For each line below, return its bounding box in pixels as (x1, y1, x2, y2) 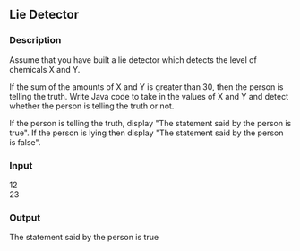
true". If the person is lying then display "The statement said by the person (9, 127, 284, 138)
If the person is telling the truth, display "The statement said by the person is (9, 117, 292, 128)
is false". (9, 136, 41, 147)
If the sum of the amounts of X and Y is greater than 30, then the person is (9, 81, 284, 92)
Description (9, 34, 62, 47)
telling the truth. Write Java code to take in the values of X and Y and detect (9, 91, 289, 101)
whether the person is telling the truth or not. (9, 100, 175, 111)
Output (9, 211, 41, 223)
